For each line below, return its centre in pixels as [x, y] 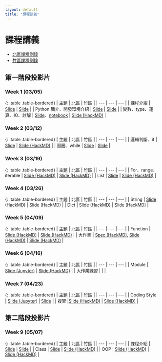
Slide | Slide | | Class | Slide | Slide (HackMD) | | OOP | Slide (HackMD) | [77, 349]
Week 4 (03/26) [24, 188]
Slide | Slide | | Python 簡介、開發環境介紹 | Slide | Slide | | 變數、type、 [77, 109]
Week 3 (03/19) [24, 159]
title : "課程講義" [22, 14]
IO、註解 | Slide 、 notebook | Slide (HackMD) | [60, 115]
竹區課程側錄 [25, 60]
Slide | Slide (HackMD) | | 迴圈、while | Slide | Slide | [58, 145]
